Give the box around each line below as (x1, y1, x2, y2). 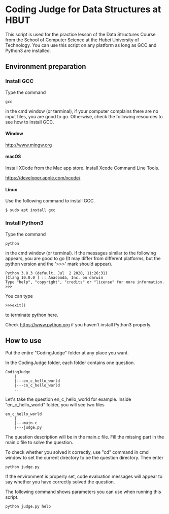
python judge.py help (5, 504, 51, 509)
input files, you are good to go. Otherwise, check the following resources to (5, 113, 163, 119)
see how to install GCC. (5, 119, 54, 125)
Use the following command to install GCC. (5, 198, 95, 204)
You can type (5, 293, 33, 299)
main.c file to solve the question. (5, 440, 74, 446)
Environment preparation (5, 62, 86, 71)
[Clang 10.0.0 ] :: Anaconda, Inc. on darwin (5, 275, 103, 280)
